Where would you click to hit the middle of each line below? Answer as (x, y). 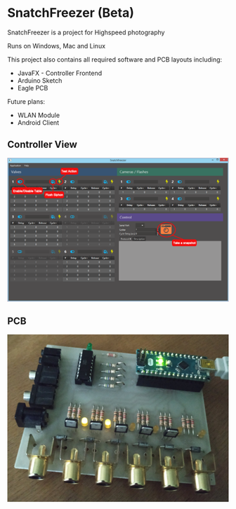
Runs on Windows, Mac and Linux (57, 46)
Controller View (42, 145)
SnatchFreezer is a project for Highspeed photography (86, 32)
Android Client (38, 122)
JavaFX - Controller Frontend (60, 73)
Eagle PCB (33, 88)
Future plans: (26, 101)
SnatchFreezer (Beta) (71, 13)
